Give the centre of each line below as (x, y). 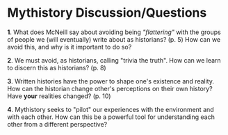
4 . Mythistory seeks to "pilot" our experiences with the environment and (111, 109)
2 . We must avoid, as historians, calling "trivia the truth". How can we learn (114, 60)
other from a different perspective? (57, 124)
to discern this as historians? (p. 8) (57, 67)
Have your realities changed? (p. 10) (59, 96)
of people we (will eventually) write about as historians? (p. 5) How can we (114, 39)
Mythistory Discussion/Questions (107, 13)
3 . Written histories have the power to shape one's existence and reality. (111, 81)
